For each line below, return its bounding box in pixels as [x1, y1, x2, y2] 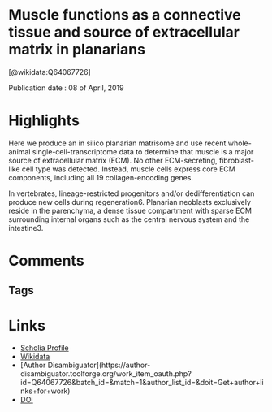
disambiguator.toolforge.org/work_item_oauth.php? [19, 369, 192, 379]
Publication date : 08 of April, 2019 [8, 83, 124, 93]
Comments [8, 252, 84, 270]
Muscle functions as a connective [8, 6, 241, 24]
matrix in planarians [8, 41, 146, 59]
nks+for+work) [19, 386, 71, 396]
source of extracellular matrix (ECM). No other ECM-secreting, [8, 155, 218, 165]
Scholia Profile [19, 343, 69, 353]
